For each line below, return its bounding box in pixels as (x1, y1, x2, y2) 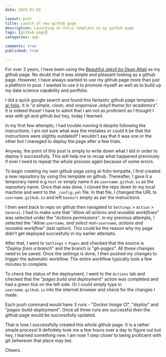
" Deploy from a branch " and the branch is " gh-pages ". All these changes (5, 245, 155, 251)
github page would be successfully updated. (5, 312, 96, 318)
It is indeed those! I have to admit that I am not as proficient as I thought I (5, 107, 154, 113)
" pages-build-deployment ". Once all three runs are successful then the (5, 306, 150, 313)
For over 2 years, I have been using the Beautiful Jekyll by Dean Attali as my (5, 66, 161, 72)
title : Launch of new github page (5, 21, 77, 26)
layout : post (5, 16, 32, 21)
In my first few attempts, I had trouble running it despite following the (5, 122, 146, 128)
